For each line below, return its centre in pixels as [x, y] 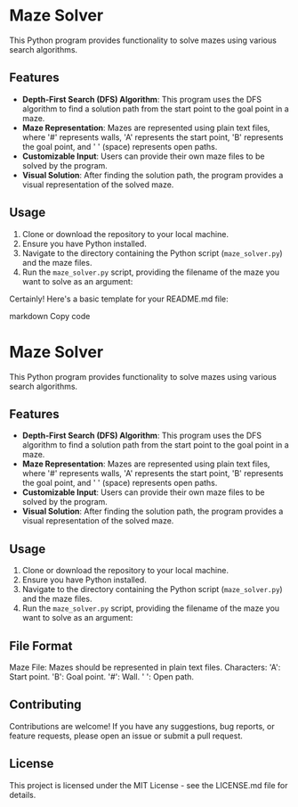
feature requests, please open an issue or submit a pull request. [126, 736]
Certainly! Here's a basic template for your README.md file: [119, 299]
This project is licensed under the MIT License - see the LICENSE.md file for [149, 785]
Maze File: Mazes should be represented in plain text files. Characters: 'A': [145, 667]
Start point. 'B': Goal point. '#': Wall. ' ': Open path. [101, 676]
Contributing [45, 705]
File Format [41, 646]
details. [23, 795]
